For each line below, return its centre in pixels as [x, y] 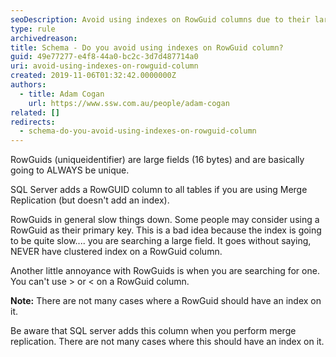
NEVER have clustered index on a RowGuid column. [116, 252]
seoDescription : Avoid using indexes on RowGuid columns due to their [160, 19]
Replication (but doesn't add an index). [90, 200]
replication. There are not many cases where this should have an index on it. [167, 342]
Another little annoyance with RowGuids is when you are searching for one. [165, 271]
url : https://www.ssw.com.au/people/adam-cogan [129, 103]
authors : [28, 85]
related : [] [35, 112]
